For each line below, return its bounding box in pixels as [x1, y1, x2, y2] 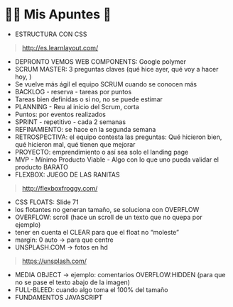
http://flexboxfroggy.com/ [21, 184, 98, 192]
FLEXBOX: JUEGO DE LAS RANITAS [14, 170, 120, 179]
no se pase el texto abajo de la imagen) [14, 278, 131, 286]
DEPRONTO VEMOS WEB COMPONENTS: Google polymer [14, 57, 187, 66]
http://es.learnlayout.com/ [21, 43, 99, 52]
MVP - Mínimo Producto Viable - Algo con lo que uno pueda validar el [14, 155, 220, 164]
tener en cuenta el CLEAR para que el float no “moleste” [14, 228, 180, 236]
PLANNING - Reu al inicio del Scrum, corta [14, 102, 139, 111]
